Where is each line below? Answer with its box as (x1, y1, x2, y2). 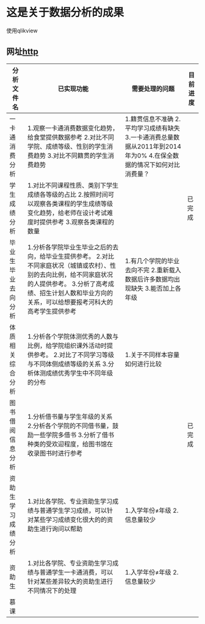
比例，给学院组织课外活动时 (27, 341, 107, 350)
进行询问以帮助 (39, 524, 83, 533)
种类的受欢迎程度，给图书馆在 (27, 440, 113, 448)
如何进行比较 (124, 360, 162, 368)
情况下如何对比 (137, 160, 181, 169)
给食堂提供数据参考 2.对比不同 (27, 132, 115, 141)
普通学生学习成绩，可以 (39, 506, 107, 515)
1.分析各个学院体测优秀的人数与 (27, 332, 119, 341)
